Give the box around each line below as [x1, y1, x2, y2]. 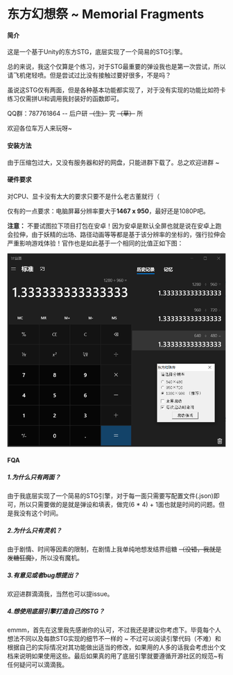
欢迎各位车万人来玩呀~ [7, 124, 73, 133]
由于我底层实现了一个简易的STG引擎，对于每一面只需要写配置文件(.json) [7, 492, 214, 500]
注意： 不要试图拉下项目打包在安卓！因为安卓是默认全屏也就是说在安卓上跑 [7, 222, 222, 230]
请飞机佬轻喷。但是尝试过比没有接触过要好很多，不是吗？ [7, 71, 171, 80]
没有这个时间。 [19, 509, 62, 517]
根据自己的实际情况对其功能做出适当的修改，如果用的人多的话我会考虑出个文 [7, 643, 226, 651]
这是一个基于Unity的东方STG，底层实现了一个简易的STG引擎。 [7, 48, 187, 56]
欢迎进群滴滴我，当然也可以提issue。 [7, 590, 114, 598]
